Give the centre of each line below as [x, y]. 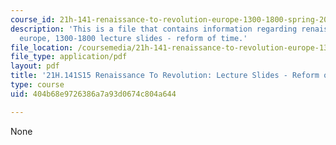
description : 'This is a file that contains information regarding [154, 29]
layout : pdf [35, 66]
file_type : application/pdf [69, 57]
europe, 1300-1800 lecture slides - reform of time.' [133, 38]
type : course [37, 85]
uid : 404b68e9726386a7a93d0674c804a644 [93, 94]
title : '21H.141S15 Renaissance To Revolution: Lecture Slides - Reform [165, 76]
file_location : [42, 47]
